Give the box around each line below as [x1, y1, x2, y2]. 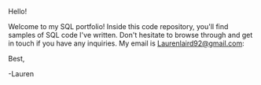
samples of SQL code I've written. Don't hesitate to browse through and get [8, 31, 253, 39]
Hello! [8, 7, 28, 16]
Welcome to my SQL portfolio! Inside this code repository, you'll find [8, 22, 229, 31]
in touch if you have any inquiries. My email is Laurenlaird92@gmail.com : [8, 39, 245, 48]
